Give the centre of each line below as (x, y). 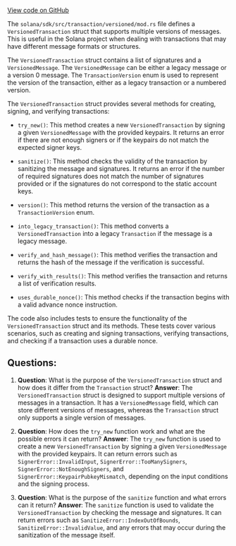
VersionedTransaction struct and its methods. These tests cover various (112, 326)
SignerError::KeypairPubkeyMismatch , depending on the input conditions (123, 476)
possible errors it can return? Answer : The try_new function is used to (119, 439)
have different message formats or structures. (74, 46)
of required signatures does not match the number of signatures (111, 176)
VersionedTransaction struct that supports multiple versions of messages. (114, 31)
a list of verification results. (57, 283)
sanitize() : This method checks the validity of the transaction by (112, 161)
